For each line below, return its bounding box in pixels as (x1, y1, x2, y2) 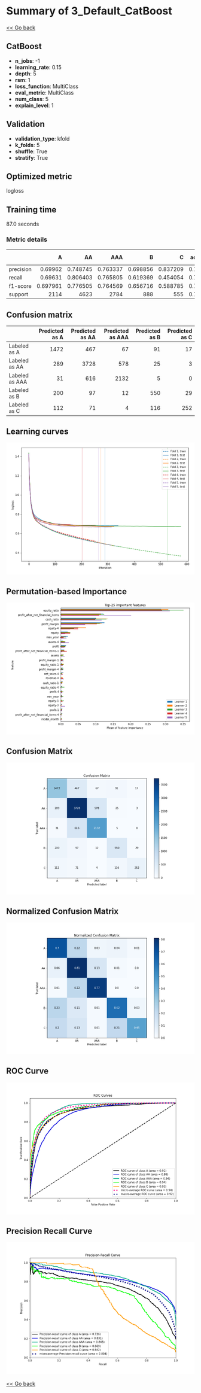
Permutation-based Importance (6, 586, 127, 597)
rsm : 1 (14, 76, 31, 83)
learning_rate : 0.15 (14, 63, 62, 71)
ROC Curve (6, 1066, 49, 1076)
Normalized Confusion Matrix (6, 906, 118, 916)
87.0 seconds (6, 220, 39, 228)
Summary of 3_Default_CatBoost (6, 4, 172, 18)
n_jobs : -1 (14, 57, 40, 64)
